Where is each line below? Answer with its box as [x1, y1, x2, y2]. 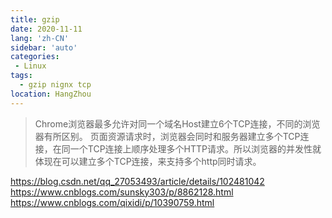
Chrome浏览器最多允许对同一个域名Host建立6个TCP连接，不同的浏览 [34, 117, 321, 130]
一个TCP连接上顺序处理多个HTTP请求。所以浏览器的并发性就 [69, 142, 322, 155]
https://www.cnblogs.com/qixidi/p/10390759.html [10, 196, 215, 208]
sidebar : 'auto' [10, 42, 78, 53]
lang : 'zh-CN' [10, 33, 70, 43]
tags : [10, 71, 33, 81]
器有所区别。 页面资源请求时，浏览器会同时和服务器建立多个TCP [34, 130, 301, 142]
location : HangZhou [10, 89, 92, 99]
